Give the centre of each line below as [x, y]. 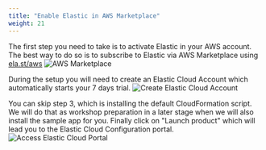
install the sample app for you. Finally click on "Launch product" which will [132, 120]
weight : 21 [27, 23]
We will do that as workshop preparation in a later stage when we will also [131, 112]
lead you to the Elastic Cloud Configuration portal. [91, 129]
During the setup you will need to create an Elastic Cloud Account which [128, 79]
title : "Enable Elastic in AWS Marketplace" [84, 16]
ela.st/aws [25, 63]
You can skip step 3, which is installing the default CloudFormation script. [130, 103]
